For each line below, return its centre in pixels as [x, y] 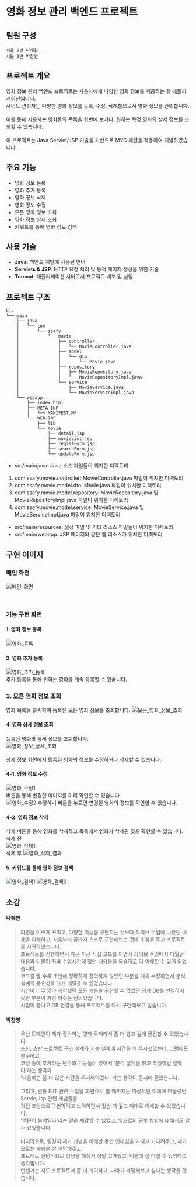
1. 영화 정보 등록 [24, 629]
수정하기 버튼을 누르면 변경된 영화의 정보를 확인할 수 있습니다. [108, 803]
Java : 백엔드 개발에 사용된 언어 [50, 262]
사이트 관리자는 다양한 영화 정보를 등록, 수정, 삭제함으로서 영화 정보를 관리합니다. [98, 105]
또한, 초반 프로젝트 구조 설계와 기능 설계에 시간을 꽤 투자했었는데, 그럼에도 [104, 1048]
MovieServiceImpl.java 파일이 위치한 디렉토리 [67, 515]
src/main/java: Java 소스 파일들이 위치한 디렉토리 [71, 466]
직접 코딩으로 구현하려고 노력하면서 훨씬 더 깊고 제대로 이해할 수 [92, 1106]
